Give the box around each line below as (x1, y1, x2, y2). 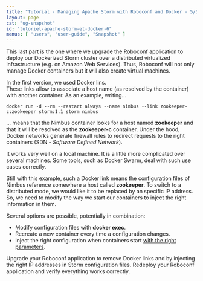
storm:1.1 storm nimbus (38, 109, 98, 115)
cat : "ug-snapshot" (6, 20, 56, 26)
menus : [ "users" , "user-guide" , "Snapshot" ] (6, 31, 126, 37)
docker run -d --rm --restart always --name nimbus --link (6, 103, 158, 109)
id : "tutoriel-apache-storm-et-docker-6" (6, 25, 112, 32)
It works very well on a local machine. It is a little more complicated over (6, 150, 185, 158)
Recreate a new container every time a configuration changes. (14, 230, 170, 237)
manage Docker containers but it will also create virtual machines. (6, 67, 170, 74)
